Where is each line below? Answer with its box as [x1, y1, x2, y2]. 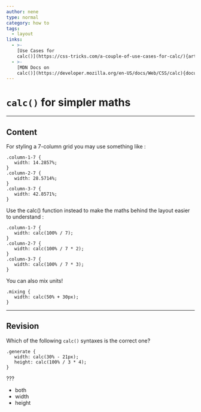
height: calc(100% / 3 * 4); [14, 359, 87, 365]
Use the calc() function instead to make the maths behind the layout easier [6, 207, 190, 214]
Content [6, 127, 38, 137]
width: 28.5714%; [14, 175, 58, 181]
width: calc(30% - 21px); [14, 354, 79, 360]
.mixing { [6, 289, 31, 295]
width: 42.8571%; [14, 191, 58, 197]
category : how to [6, 20, 50, 26]
